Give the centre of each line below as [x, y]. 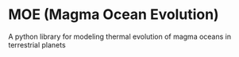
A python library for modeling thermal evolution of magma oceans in [120, 36]
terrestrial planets [37, 44]
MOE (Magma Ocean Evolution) [114, 15]
